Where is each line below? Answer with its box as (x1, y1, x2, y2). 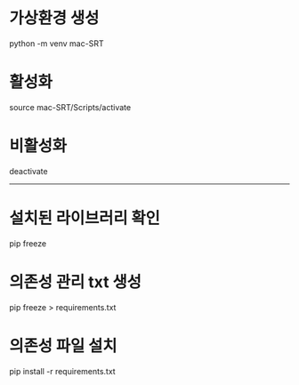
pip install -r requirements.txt (9, 365, 116, 376)
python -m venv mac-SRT (9, 37, 104, 49)
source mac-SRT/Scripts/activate (9, 101, 132, 112)
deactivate (9, 165, 48, 176)
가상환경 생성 (9, 8, 100, 28)
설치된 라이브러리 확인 (9, 208, 160, 228)
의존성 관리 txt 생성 (9, 272, 142, 292)
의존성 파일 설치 (9, 335, 117, 356)
